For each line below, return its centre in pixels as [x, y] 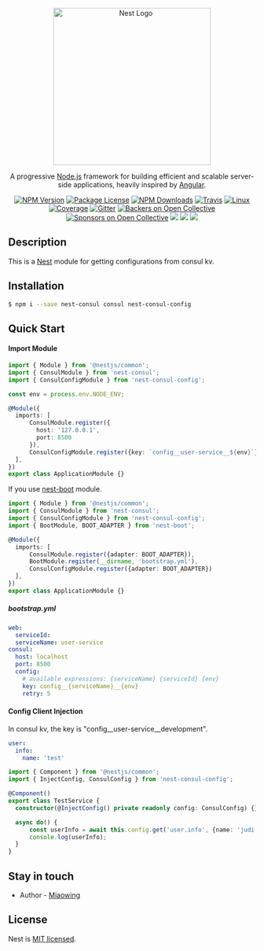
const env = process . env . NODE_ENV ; [66, 394]
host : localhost [42, 657]
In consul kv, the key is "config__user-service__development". [108, 728]
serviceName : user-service [59, 642]
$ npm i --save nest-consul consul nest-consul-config [100, 304]
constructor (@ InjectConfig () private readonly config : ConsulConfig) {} [137, 808]
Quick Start [37, 328]
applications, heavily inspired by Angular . [140, 184]
